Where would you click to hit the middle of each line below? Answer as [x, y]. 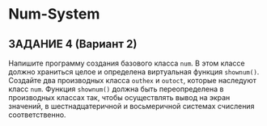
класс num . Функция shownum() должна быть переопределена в [116, 89]
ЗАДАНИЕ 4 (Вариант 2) [73, 44]
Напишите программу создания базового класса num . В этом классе [127, 63]
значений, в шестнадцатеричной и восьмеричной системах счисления [131, 106]
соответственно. [37, 115]
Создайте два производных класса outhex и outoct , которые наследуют [132, 80]
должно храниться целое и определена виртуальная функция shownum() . [134, 72]
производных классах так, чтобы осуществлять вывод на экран [119, 97]
